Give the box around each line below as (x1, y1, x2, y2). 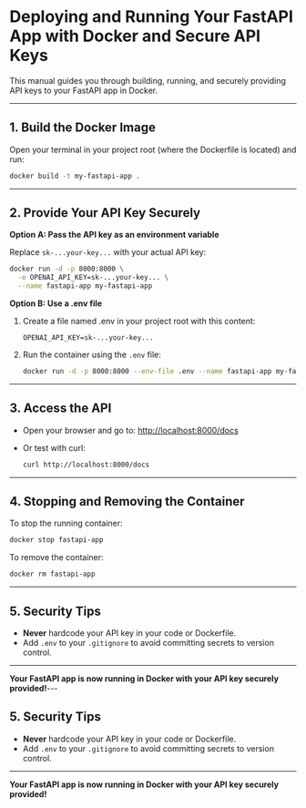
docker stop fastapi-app (9, 536, 104, 545)
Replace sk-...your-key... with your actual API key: (9, 247, 207, 258)
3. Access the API (9, 401, 112, 416)
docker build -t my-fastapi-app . (9, 171, 141, 180)
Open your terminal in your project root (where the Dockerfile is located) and (9, 144, 297, 155)
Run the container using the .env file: (22, 349, 162, 361)
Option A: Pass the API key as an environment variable (9, 230, 219, 240)
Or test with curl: (22, 442, 87, 453)
